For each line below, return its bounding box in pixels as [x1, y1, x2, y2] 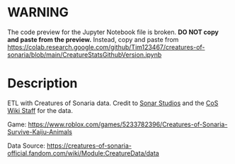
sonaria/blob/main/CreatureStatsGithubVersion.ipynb [7, 50, 162, 59]
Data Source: [7, 141, 46, 150]
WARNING [7, 4, 69, 21]
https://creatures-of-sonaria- [47, 141, 132, 150]
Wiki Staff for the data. [7, 106, 73, 114]
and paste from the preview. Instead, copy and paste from [7, 35, 179, 43]
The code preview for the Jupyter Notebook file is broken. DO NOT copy [7, 28, 219, 36]
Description [7, 75, 78, 92]
